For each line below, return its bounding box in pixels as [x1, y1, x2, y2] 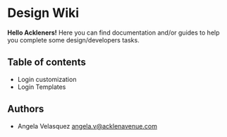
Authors [7, 103, 44, 115]
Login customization [17, 75, 77, 83]
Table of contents [7, 56, 86, 68]
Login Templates [17, 83, 66, 91]
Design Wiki [7, 5, 80, 21]
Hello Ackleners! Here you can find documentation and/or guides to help [7, 28, 220, 37]
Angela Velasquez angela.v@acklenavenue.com [17, 121, 157, 130]
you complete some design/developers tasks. [7, 35, 140, 44]
